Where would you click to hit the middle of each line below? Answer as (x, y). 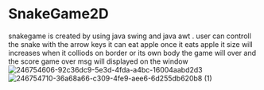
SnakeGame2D (58, 14)
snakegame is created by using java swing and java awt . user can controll (130, 36)
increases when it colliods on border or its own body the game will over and (132, 53)
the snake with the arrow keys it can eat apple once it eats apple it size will (130, 44)
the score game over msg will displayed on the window (98, 61)
